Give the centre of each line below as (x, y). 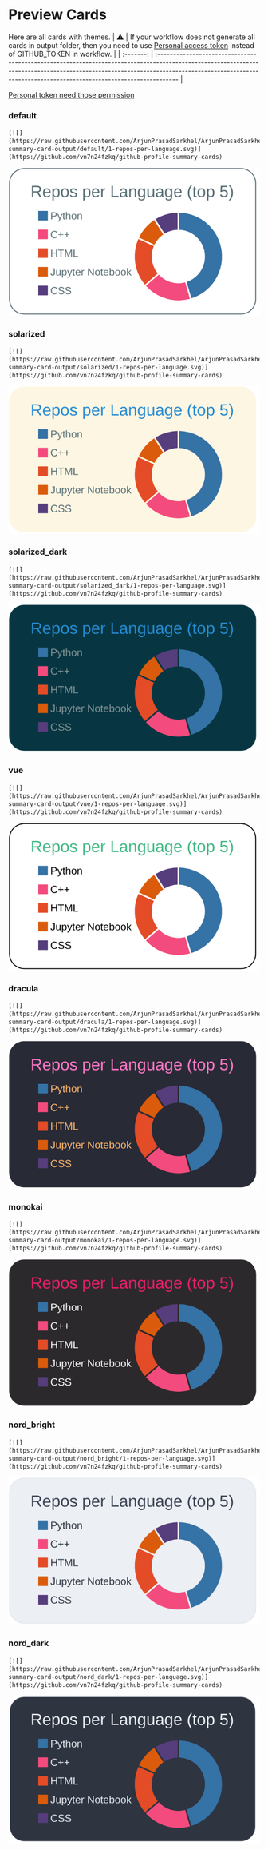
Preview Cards (58, 15)
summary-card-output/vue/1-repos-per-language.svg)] (98, 804)
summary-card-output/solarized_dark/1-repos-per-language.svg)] (117, 585)
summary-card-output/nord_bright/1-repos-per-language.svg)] (112, 1458)
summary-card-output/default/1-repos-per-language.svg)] (105, 150)
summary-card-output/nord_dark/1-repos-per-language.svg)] (108, 1677)
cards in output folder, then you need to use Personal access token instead (131, 45)
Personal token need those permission (71, 94)
